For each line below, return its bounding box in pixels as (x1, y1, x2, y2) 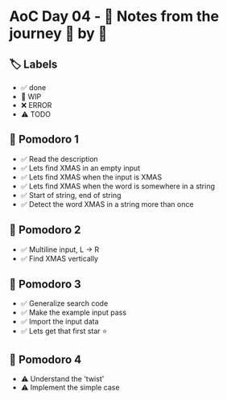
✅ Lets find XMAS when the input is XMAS (20, 172, 163, 182)
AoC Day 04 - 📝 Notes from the (9, 7, 220, 26)
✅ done (20, 83, 47, 92)
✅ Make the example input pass (20, 307, 127, 317)
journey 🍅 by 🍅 (9, 24, 108, 43)
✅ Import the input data (20, 317, 99, 327)
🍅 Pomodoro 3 (9, 278, 81, 291)
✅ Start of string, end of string (20, 190, 122, 200)
